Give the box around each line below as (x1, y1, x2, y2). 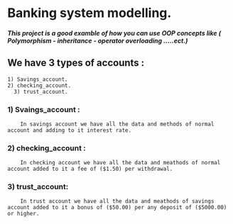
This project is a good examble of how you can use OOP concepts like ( (7, 28, 222, 37)
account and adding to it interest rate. (7, 126, 132, 134)
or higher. (7, 211, 40, 218)
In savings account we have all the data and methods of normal (20, 121, 215, 128)
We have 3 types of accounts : (7, 57, 145, 69)
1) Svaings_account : (7, 104, 80, 114)
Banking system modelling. (7, 5, 172, 21)
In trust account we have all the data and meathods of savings (20, 198, 215, 205)
